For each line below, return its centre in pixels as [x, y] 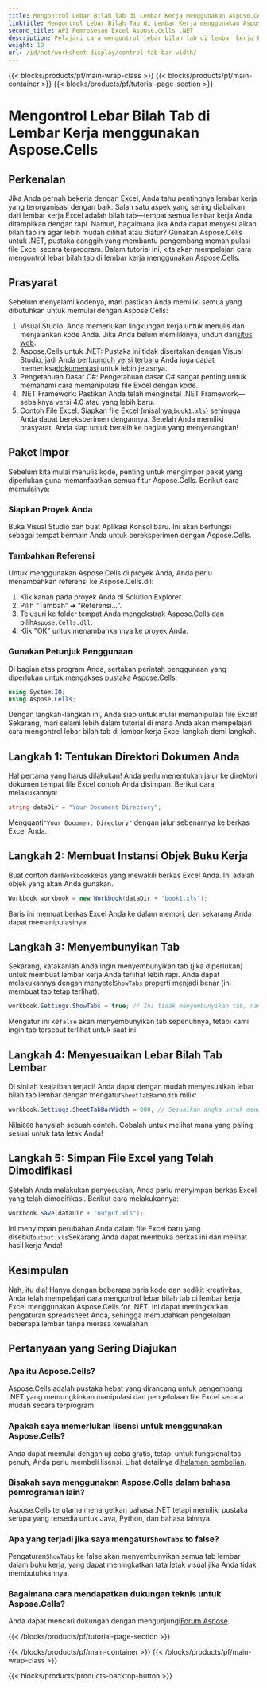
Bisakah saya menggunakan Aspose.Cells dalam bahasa [119, 1482]
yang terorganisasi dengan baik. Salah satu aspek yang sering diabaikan [127, 207]
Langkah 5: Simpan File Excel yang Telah [111, 1158]
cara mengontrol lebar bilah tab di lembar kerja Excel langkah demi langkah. [132, 732]
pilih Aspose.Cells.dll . [56, 622]
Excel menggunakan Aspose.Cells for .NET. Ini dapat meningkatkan [118, 1306]
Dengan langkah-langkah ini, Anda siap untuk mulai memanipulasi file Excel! [133, 715]
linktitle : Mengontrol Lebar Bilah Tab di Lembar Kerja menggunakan [124, 23]
